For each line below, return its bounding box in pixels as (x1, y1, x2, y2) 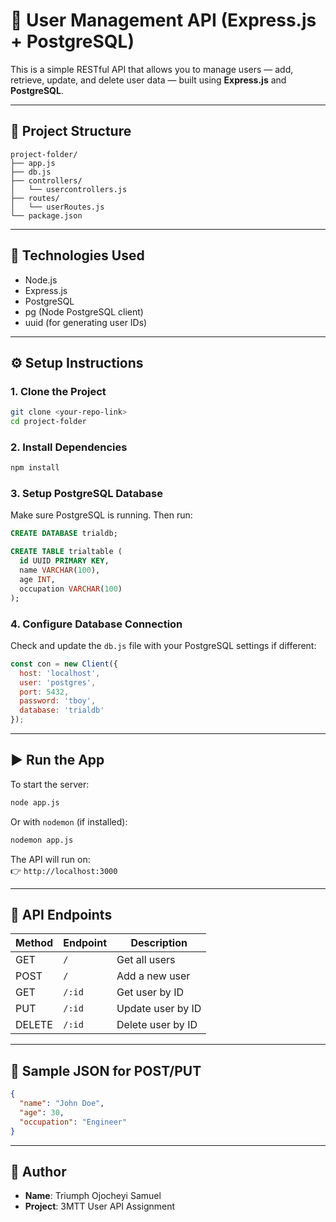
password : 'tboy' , (19, 696, 97, 706)
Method (15, 936, 54, 950)
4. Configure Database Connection (10, 617, 183, 631)
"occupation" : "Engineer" (19, 1117, 128, 1127)
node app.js (10, 797, 60, 808)
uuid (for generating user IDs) (24, 316, 148, 328)
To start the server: (10, 778, 90, 790)
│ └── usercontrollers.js (10, 184, 128, 194)
